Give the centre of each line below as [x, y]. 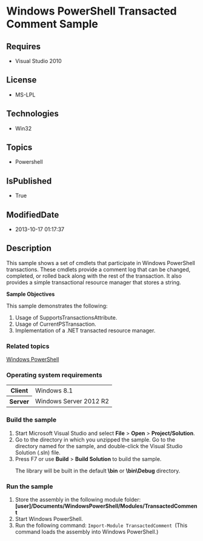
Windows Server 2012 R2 [72, 402]
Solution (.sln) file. [38, 452]
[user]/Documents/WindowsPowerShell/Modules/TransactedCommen [106, 506]
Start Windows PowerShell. [49, 519]
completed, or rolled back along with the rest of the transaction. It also [94, 276]
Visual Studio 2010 [38, 61]
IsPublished [29, 181]
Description [29, 248]
